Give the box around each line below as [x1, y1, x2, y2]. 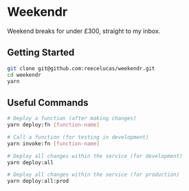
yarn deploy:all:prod [7, 178, 69, 185]
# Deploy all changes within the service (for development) [7, 153, 184, 159]
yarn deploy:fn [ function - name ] [7, 122, 100, 128]
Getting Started [7, 47, 75, 58]
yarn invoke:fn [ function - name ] [7, 140, 100, 147]
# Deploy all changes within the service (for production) [7, 171, 180, 179]
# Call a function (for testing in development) [7, 133, 149, 141]
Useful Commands [7, 97, 89, 109]
